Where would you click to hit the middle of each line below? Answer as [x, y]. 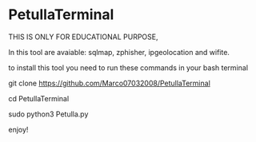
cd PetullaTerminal [39, 98]
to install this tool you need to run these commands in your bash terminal [128, 67]
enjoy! [18, 129]
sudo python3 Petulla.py [48, 114]
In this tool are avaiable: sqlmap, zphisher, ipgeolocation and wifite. [119, 52]
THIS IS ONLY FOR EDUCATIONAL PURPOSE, [83, 37]
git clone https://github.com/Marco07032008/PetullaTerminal [109, 83]
